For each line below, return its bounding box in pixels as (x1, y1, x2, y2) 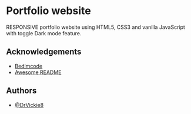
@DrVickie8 (14, 101, 44, 108)
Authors (6, 86, 37, 96)
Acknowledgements (6, 47, 82, 57)
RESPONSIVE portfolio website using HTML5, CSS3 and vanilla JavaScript (6, 24, 185, 31)
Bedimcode (14, 62, 43, 69)
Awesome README (14, 69, 62, 76)
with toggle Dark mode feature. (6, 29, 82, 36)
